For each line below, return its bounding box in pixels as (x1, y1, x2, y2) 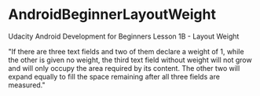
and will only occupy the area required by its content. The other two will (8, 63, 240, 72)
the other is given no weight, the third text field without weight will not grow (8, 55, 253, 65)
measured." (8, 80, 46, 90)
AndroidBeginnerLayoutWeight (8, 6, 216, 24)
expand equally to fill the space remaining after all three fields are (8, 72, 220, 81)
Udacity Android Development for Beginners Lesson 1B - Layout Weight (8, 31, 240, 41)
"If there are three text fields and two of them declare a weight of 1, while (8, 46, 245, 56)
